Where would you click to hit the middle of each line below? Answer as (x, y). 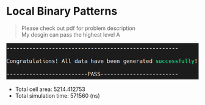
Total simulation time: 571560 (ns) (58, 96)
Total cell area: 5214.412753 (50, 89)
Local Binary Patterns (62, 11)
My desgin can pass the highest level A (70, 34)
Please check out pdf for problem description (78, 28)
